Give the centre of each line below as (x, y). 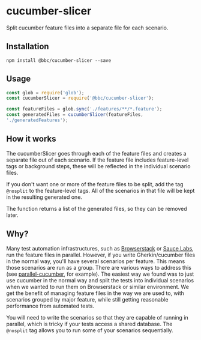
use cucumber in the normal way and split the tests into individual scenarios (100, 280)
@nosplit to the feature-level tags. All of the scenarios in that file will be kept (100, 190)
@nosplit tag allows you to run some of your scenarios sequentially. (90, 330)
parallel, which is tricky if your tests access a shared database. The (89, 324)
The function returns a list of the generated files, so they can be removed (97, 208)
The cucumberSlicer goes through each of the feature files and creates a (97, 153)
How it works (31, 139)
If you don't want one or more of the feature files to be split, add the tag (95, 184)
